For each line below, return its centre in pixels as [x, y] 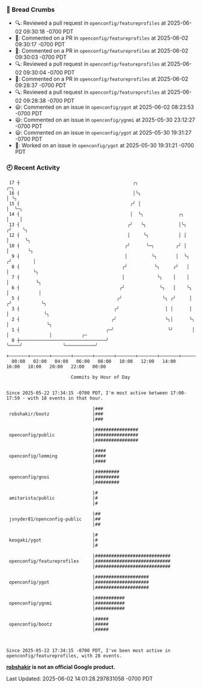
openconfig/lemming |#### [57, 456]
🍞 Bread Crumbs [31, 10]
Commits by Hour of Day [100, 377]
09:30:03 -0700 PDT [41, 57]
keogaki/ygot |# [53, 540]
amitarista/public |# [53, 498]
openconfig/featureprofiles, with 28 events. [64, 656]
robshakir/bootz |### [56, 414]
